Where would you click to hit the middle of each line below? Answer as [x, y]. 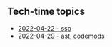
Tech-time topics [46, 12]
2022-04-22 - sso [45, 28]
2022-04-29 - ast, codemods [61, 36]
